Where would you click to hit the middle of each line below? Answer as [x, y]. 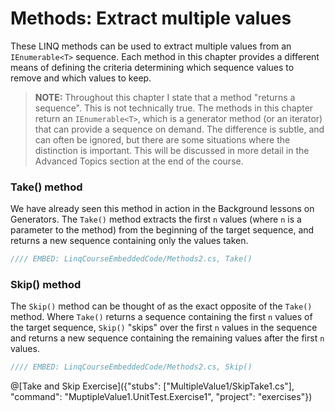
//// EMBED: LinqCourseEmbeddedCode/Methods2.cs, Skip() [131, 367]
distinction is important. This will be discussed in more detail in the [172, 150]
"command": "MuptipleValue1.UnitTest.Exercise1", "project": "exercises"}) [161, 397]
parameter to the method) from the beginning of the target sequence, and [162, 230]
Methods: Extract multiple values [151, 18]
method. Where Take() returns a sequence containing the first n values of [161, 317]
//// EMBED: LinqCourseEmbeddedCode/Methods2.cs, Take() [131, 259]
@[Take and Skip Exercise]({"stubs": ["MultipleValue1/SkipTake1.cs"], [152, 386]
